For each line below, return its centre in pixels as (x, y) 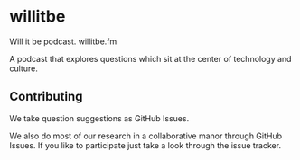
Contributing (46, 97)
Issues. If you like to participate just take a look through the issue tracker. (145, 145)
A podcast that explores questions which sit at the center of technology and (150, 58)
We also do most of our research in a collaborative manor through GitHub (146, 136)
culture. (23, 68)
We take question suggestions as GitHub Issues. (99, 118)
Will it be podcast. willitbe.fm (63, 41)
